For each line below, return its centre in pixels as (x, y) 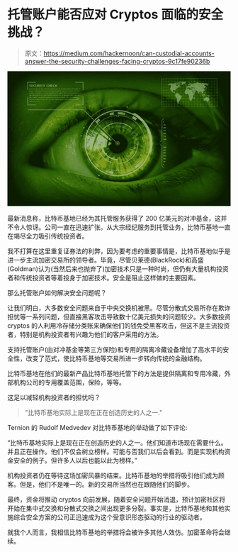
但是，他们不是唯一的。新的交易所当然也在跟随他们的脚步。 (106, 484)
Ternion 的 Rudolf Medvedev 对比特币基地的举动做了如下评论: (97, 427)
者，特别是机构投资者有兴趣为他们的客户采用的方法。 (85, 334)
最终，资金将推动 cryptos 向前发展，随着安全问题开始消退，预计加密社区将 (117, 499)
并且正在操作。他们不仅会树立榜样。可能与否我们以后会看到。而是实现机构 (116, 451)
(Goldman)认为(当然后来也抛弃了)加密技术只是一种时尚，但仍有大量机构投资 (118, 269)
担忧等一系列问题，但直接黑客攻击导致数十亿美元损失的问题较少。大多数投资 (119, 316)
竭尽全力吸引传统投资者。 (51, 236)
